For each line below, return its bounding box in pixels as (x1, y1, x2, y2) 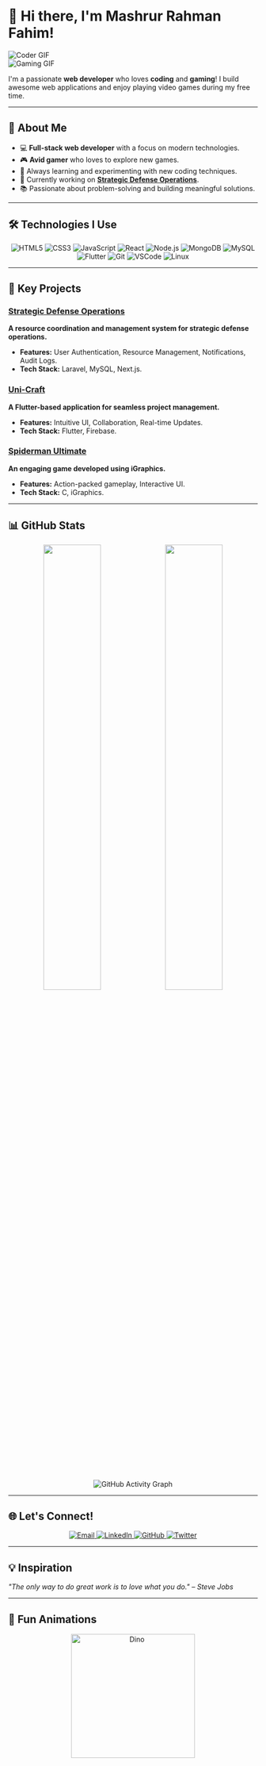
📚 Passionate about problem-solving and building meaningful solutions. (19, 183, 256, 193)
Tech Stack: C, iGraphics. (19, 487, 104, 497)
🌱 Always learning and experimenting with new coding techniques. (19, 166, 237, 175)
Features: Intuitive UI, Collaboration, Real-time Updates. (19, 417, 203, 427)
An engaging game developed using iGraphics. (8, 463, 166, 473)
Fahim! (8, 24, 55, 42)
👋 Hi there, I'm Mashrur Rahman (8, 7, 222, 25)
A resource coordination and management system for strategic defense (8, 324, 249, 333)
